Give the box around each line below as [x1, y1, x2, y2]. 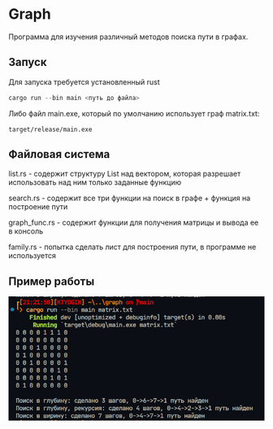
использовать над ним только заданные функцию [8, 177, 181, 187]
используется [8, 251, 57, 260]
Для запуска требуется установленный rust [8, 77, 160, 86]
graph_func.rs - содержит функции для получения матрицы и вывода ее [8, 217, 259, 228]
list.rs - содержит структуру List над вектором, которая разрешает [8, 169, 241, 179]
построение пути [8, 202, 68, 212]
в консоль [8, 226, 44, 236]
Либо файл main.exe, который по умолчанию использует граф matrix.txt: [8, 108, 260, 118]
